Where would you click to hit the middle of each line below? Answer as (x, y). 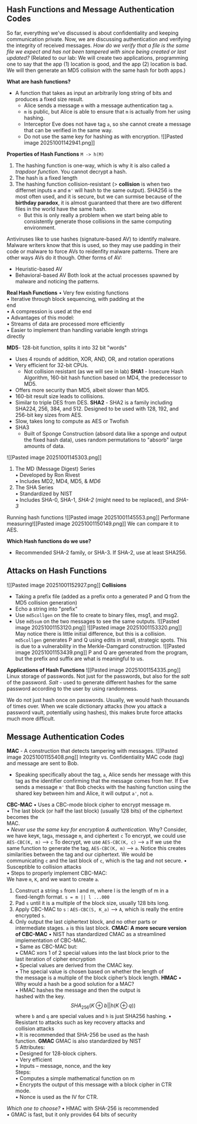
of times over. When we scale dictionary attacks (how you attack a (87, 706)
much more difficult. (31, 718)
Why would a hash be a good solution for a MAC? (75, 984)
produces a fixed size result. (49, 99)
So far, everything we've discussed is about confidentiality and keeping (93, 33)
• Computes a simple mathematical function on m (75, 1078)
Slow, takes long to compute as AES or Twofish (72, 421)
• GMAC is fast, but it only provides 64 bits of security (72, 1115)
